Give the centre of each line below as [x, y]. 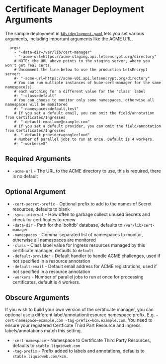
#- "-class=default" [35, 95]
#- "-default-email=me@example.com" [52, 122]
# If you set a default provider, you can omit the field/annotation [88, 126]
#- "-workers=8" [31, 143]
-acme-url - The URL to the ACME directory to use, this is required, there [86, 171]
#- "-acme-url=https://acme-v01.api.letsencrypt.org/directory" [82, 78]
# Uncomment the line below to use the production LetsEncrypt [81, 70]
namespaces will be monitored [37, 104]
